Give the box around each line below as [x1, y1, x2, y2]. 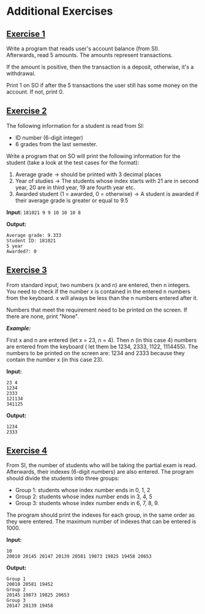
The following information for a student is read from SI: [6, 122, 145, 129]
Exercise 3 [6, 265, 47, 275]
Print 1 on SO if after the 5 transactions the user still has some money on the [6, 81, 198, 89]
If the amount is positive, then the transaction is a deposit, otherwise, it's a [6, 63, 194, 70]
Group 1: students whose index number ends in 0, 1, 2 [15, 487, 151, 494]
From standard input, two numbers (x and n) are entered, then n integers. [6, 281, 191, 288]
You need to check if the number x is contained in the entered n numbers [6, 288, 191, 295]
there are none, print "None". [6, 312, 80, 320]
